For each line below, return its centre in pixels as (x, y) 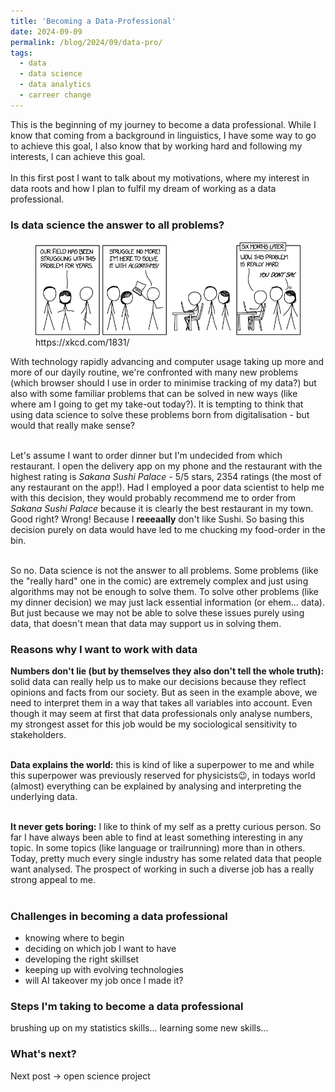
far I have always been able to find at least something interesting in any (157, 837)
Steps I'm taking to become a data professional (127, 1007)
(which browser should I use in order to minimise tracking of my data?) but (163, 382)
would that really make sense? (72, 425)
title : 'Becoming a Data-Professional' (93, 21)
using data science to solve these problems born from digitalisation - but (160, 414)
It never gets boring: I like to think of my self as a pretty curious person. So (166, 826)
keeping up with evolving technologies (104, 970)
